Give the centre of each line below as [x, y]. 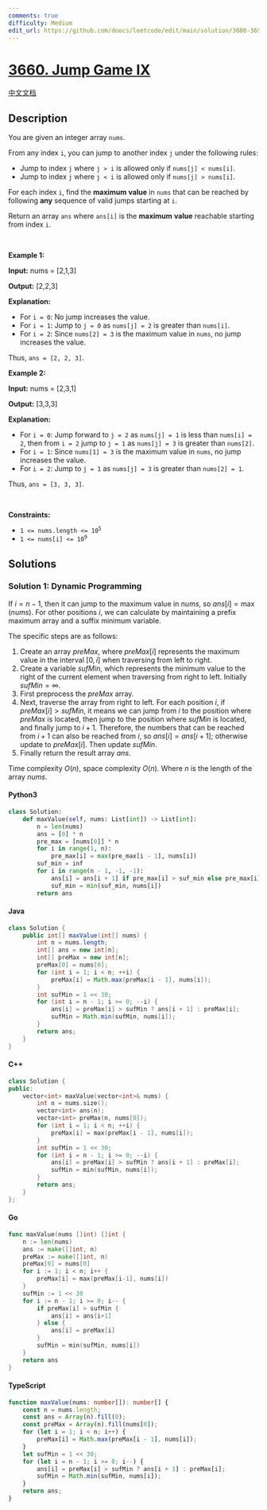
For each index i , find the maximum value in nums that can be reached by [128, 193]
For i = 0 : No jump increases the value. [85, 317]
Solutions [33, 564]
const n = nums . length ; [62, 1410]
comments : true [33, 16]
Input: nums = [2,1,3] [43, 270]
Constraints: [29, 515]
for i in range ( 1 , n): [74, 849]
